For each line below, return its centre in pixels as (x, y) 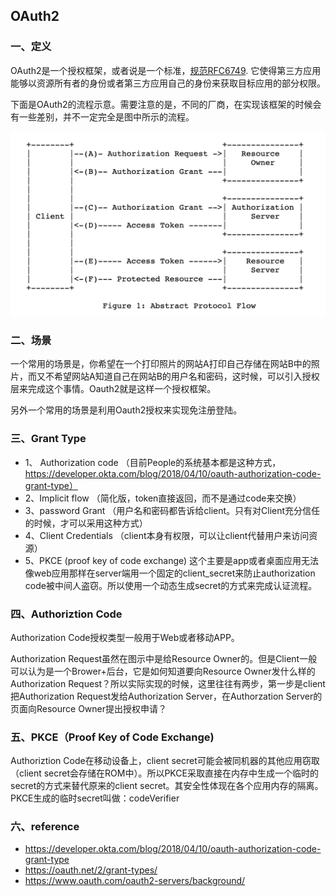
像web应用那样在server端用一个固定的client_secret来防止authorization (170, 573)
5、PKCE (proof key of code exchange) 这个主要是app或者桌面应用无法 (172, 560)
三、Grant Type (48, 439)
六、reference (45, 827)
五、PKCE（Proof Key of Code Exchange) (112, 737)
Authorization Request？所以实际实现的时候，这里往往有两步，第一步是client (168, 683)
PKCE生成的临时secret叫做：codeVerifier (95, 798)
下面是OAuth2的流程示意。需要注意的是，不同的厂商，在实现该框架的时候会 (166, 104)
